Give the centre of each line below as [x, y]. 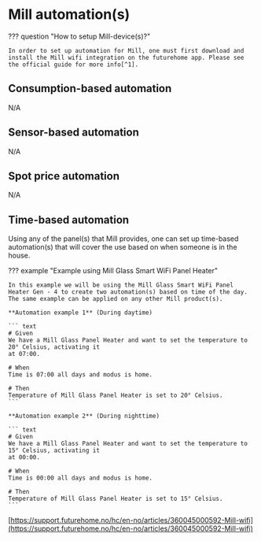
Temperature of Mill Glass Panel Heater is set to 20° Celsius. [116, 395]
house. [19, 256]
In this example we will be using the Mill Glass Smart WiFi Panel [121, 285]
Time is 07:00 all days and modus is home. [81, 375]
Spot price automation [64, 176]
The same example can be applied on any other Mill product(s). [116, 299]
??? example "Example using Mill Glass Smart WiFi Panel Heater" [113, 271]
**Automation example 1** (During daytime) [81, 313]
